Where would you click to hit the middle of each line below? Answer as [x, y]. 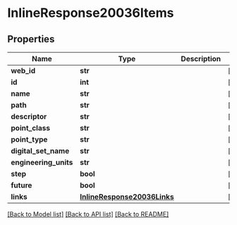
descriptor [29, 116]
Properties [31, 39]
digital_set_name [40, 151]
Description [201, 59]
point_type [29, 139]
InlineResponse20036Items [91, 13]
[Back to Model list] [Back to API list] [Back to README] [88, 214]
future [22, 185]
